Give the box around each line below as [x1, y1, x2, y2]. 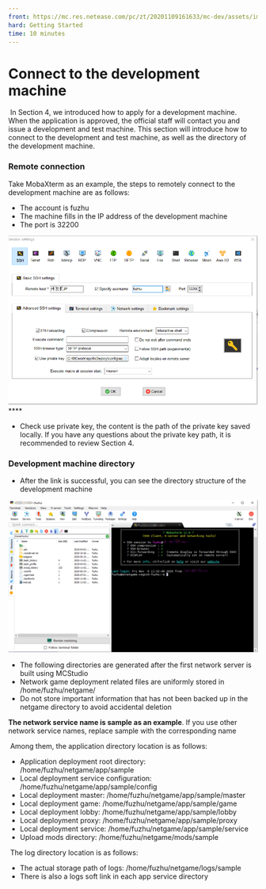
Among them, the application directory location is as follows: [9, 741, 208, 750]
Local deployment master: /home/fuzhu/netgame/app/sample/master [19, 790, 246, 799]
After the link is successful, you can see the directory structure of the [19, 476, 247, 486]
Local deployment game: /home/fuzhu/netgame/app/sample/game [19, 799, 237, 808]
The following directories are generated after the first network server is [19, 660, 252, 670]
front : [8, 13, 30, 21]
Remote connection [8, 161, 85, 172]
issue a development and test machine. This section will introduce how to [8, 124, 248, 134]
